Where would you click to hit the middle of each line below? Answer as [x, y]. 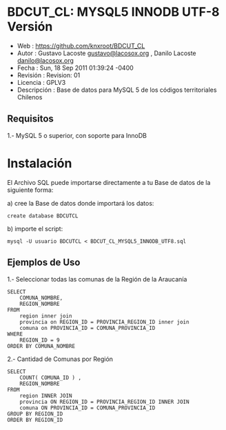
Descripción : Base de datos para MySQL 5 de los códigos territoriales [117, 90]
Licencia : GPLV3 [41, 82]
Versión [30, 27]
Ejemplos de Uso [44, 263]
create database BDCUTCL [43, 216]
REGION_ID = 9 [40, 340]
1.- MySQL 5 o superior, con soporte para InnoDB [77, 135]
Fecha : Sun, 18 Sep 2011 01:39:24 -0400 [75, 68]
